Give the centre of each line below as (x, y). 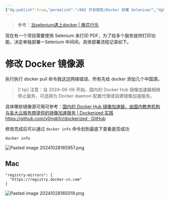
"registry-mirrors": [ (29, 175)
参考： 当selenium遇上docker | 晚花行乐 (58, 25)
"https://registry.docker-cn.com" (46, 180)
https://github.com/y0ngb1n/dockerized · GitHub (55, 118)
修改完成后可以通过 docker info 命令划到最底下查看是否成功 (67, 129)
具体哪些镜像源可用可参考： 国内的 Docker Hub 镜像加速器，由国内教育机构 (83, 107)
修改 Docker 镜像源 (45, 64)
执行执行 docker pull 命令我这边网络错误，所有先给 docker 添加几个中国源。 (84, 79)
